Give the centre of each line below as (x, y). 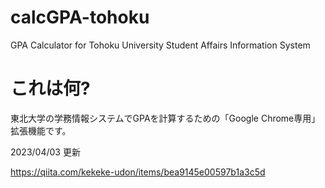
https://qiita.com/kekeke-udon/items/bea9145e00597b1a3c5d (138, 172)
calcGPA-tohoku (80, 17)
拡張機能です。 (41, 130)
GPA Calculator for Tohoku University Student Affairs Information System (160, 45)
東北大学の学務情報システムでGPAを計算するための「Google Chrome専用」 (165, 118)
